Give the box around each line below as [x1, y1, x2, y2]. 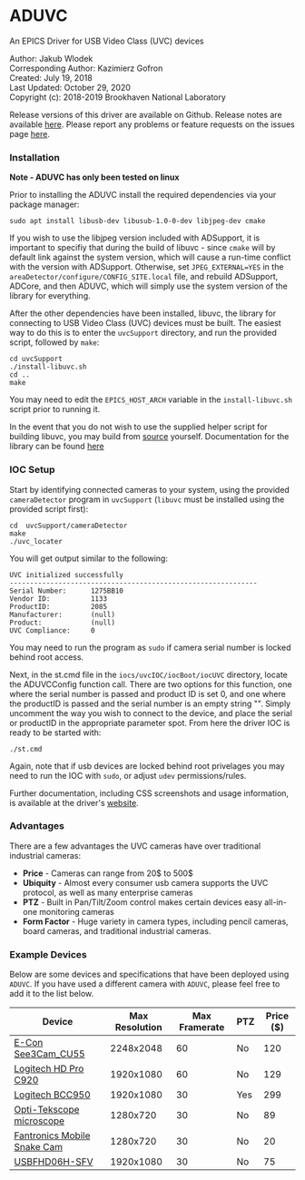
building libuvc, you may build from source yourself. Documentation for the [9, 431, 290, 442]
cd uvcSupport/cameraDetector [9, 521, 128, 530]
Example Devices [9, 948, 88, 960]
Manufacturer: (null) [9, 610, 116, 619]
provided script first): [9, 503, 89, 514]
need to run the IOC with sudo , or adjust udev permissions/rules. [9, 770, 247, 781]
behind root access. [9, 651, 84, 663]
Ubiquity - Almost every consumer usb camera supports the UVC [22, 877, 269, 888]
